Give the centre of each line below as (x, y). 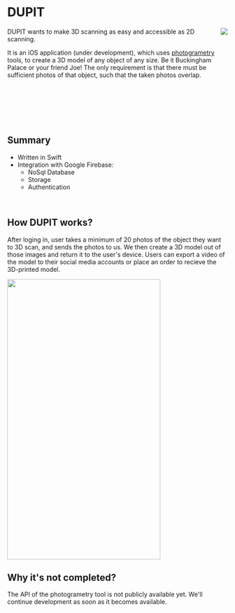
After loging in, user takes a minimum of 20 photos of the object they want (114, 240)
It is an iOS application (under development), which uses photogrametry (111, 53)
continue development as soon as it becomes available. (87, 602)
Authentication (49, 187)
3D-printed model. (34, 269)
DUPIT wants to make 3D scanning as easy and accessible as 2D (101, 32)
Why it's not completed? (62, 578)
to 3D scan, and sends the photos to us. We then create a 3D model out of (114, 247)
